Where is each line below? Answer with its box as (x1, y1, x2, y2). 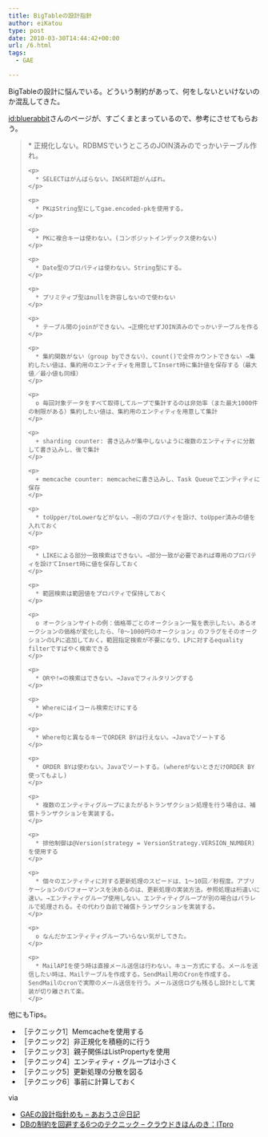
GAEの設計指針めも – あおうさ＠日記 (19, 1109, 140, 1119)
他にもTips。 (8, 1010, 51, 1019)
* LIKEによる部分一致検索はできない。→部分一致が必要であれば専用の (35, 551, 234, 560)
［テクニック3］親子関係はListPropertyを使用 (19, 1046, 170, 1056)
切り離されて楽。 (39, 987, 88, 995)
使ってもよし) (27, 771, 68, 779)
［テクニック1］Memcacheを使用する (19, 1026, 144, 1036)
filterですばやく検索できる (27, 645, 110, 653)
